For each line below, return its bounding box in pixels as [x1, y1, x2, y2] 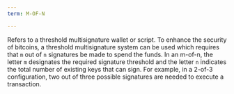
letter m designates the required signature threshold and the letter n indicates [7, 57, 227, 66]
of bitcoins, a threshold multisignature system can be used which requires [7, 42, 219, 51]
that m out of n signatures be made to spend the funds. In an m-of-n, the [7, 50, 214, 58]
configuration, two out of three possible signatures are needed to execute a [7, 72, 224, 81]
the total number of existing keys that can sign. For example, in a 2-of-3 [7, 65, 213, 73]
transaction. [7, 79, 42, 88]
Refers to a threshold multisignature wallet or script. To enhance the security [7, 36, 227, 44]
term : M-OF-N [7, 10, 45, 17]
